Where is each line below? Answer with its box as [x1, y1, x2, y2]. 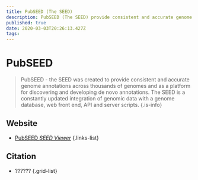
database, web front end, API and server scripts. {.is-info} [20, 102, 162, 109]
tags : [6, 31, 20, 37]
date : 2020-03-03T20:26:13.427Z [6, 25, 86, 31]
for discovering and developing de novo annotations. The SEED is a [20, 89, 186, 96]
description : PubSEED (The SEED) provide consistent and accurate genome [6, 14, 193, 20]
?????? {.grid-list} [14, 167, 58, 174]
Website [6, 118, 37, 128]
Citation [6, 151, 37, 162]
